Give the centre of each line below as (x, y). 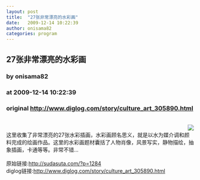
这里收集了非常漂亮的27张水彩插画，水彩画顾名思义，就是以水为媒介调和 (95, 135)
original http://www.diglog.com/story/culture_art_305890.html (100, 109)
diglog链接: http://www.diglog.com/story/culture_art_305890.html (86, 170)
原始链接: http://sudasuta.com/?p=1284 (54, 163)
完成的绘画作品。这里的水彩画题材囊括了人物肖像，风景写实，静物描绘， (100, 142)
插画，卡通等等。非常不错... (45, 150)
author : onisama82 (29, 28)
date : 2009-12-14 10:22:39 (42, 23)
